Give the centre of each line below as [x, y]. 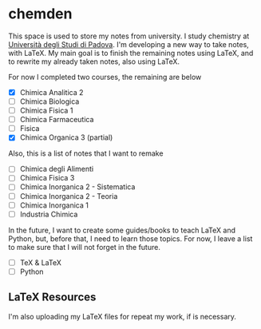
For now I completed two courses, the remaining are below [105, 77]
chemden [40, 14]
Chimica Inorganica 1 [54, 205]
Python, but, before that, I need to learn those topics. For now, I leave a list [130, 238]
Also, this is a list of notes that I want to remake [86, 153]
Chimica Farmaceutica [57, 120]
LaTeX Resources [52, 297]
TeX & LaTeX [41, 262]
